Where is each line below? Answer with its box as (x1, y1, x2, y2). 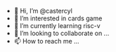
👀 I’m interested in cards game (13, 14, 103, 22)
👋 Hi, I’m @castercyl (13, 7, 72, 15)
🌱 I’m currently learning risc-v (13, 22, 101, 30)
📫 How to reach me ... (13, 37, 79, 45)
